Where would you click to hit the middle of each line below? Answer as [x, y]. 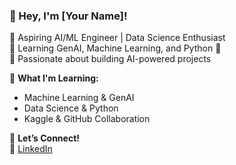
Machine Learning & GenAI [79, 98]
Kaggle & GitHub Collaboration [87, 119]
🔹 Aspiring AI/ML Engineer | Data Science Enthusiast [117, 38]
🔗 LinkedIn [31, 149]
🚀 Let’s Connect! [45, 138]
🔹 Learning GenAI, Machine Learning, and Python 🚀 [115, 48]
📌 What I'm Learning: [54, 78]
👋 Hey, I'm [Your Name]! [68, 16]
